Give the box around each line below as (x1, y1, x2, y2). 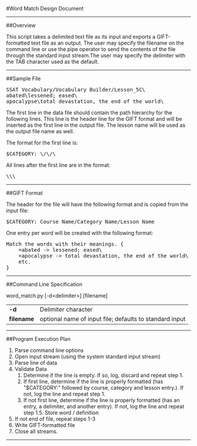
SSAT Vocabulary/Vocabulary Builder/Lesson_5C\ (6, 86, 145, 93)
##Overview (6, 22, 36, 29)
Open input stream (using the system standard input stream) (14, 353, 161, 360)
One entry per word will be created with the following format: (6, 229, 154, 236)
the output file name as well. (6, 128, 74, 134)
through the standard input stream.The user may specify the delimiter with (6, 52, 186, 59)
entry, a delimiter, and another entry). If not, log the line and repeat (23, 403, 185, 410)
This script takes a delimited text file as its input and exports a (6, 33, 156, 40)
